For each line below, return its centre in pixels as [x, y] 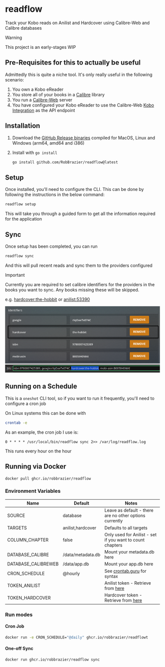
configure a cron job [26, 404]
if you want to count [124, 540]
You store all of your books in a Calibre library [58, 94]
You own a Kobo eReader [38, 89]
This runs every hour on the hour [39, 451]
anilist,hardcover [80, 528]
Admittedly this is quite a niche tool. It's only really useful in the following [79, 74]
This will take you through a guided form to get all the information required [80, 214]
